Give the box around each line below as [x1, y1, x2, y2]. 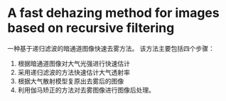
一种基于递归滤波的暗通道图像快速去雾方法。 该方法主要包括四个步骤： [7, 44, 215, 52]
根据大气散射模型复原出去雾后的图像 [17, 76, 124, 85]
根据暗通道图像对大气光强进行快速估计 [17, 59, 130, 68]
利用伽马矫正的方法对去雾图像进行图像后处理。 [17, 85, 155, 94]
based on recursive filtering [7, 20, 175, 36]
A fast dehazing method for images [7, 5, 220, 21]
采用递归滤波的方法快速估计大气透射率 [17, 68, 130, 76]
